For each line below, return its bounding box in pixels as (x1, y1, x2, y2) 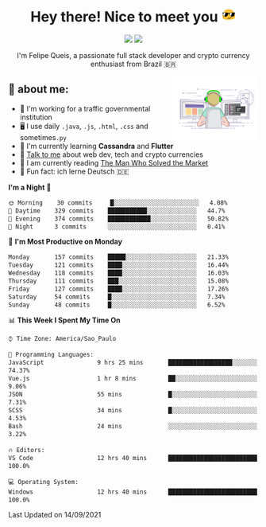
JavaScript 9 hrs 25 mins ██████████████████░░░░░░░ (8, 358, 258, 366)
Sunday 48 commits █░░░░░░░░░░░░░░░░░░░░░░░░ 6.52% (8, 301, 226, 309)
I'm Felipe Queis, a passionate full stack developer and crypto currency (17, 50, 250, 60)
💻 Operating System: (8, 478, 79, 486)
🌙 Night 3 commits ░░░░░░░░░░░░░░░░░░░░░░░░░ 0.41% (8, 222, 226, 231)
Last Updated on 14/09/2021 (8, 509, 102, 519)
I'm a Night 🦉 (8, 182, 52, 192)
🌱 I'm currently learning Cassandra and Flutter (19, 141, 174, 150)
